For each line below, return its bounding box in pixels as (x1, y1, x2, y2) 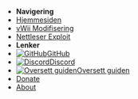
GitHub (46, 49, 70, 58)
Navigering (15, 7, 54, 16)
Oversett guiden (77, 66, 130, 74)
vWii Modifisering (15, 24, 74, 32)
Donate (15, 74, 41, 83)
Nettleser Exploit (15, 32, 71, 41)
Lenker (15, 40, 40, 50)
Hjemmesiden (15, 15, 62, 25)
